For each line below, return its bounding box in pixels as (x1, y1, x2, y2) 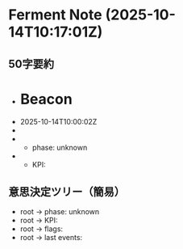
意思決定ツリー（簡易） (8, 184, 125, 199)
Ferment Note (8, 6, 102, 24)
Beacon (19, 90, 73, 108)
